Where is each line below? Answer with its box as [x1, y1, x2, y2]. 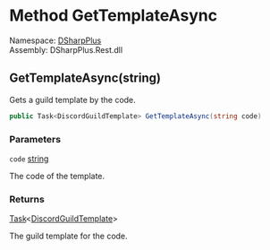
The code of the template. [9, 170, 105, 181]
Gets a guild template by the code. [9, 94, 136, 105]
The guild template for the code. [9, 230, 128, 242]
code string [9, 153, 49, 164]
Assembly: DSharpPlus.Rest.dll [9, 44, 123, 55]
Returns [9, 193, 45, 205]
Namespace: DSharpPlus [9, 35, 102, 46]
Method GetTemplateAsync [9, 5, 217, 26]
